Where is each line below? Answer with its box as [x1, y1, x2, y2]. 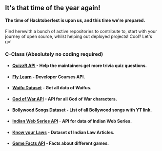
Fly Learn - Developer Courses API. [12, 74, 85, 80]
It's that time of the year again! [5, 4, 101, 12]
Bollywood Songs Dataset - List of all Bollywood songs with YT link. [12, 107, 152, 113]
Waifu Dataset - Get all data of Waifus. [12, 85, 92, 91]
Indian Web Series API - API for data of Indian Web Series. [12, 118, 132, 124]
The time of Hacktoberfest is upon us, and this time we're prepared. [5, 17, 145, 23]
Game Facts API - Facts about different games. [12, 140, 109, 146]
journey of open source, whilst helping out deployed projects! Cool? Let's [5, 34, 152, 39]
